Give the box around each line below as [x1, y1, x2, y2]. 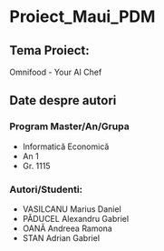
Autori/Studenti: [9, 183, 83, 196]
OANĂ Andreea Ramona [22, 223, 113, 234]
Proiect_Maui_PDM [9, 6, 156, 27]
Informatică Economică [22, 141, 110, 152]
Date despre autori [9, 93, 117, 108]
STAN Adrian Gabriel [22, 232, 101, 243]
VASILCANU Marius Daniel [22, 203, 122, 215]
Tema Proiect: [9, 43, 91, 58]
